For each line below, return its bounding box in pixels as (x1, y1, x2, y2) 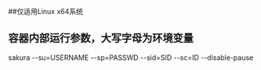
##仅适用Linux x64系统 (8, 7, 84, 16)
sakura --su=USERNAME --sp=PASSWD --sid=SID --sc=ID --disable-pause (8, 53, 254, 62)
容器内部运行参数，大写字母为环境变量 (8, 32, 194, 45)
